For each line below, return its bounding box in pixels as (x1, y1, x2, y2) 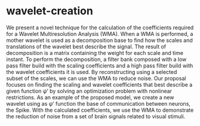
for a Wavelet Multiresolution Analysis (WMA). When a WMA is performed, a (6, 30, 193, 37)
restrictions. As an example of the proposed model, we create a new (6, 94, 174, 101)
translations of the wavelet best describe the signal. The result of (6, 43, 167, 50)
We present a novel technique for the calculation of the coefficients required (6, 24, 194, 31)
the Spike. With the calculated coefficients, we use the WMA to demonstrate (6, 106, 194, 113)
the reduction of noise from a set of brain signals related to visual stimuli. (6, 112, 186, 120)
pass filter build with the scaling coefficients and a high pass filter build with (6, 62, 193, 69)
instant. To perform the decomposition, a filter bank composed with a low (6, 56, 187, 63)
